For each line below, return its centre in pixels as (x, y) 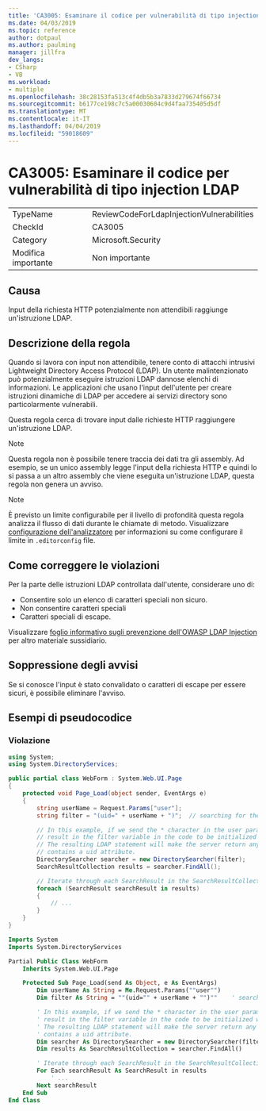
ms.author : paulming (42, 45)
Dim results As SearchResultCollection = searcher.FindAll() (140, 1049)
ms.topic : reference (42, 30)
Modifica (28, 252)
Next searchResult (67, 1085)
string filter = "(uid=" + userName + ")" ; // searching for (141, 815)
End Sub (35, 1093)
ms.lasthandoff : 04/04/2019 (55, 126)
